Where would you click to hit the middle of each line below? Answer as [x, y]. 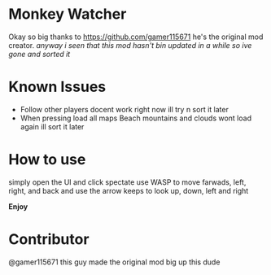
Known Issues [57, 87]
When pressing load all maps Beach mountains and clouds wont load [136, 118]
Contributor [49, 239]
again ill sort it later [52, 126]
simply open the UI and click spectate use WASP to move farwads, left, [127, 182]
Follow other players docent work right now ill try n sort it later [125, 109]
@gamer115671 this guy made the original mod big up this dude [114, 262]
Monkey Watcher [68, 14]
